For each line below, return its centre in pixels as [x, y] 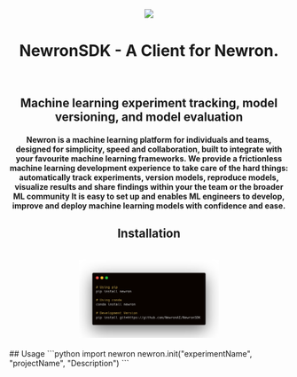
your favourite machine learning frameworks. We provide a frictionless [149, 158]
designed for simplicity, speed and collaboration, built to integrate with [149, 149]
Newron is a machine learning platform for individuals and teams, [149, 139]
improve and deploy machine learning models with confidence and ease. [149, 205]
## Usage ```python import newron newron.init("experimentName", [131, 353]
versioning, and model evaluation [149, 118]
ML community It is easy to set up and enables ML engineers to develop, [149, 196]
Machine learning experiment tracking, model [149, 103]
